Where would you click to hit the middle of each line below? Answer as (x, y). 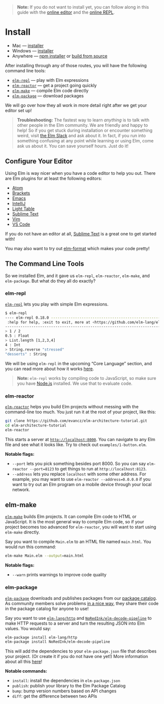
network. (21, 490)
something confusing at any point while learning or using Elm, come (85, 141)
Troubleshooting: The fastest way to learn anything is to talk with (83, 120)
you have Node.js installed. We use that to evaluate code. (75, 383)
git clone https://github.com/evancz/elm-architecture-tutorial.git (76, 421)
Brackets (21, 193)
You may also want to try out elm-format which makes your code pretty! (77, 248)
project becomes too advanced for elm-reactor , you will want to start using (81, 527)
